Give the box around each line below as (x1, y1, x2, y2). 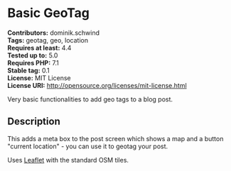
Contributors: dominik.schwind (7, 28, 100, 37)
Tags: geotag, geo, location (7, 35, 89, 44)
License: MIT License (7, 73, 71, 82)
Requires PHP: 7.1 (7, 58, 59, 67)
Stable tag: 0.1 (7, 66, 50, 75)
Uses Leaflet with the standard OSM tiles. (7, 155, 129, 164)
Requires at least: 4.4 (7, 43, 72, 52)
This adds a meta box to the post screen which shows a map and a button (7, 134, 224, 143)
